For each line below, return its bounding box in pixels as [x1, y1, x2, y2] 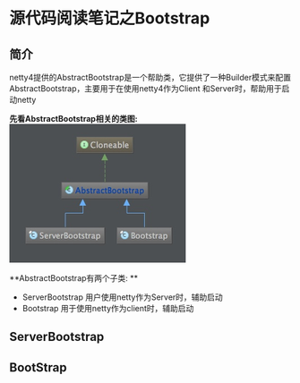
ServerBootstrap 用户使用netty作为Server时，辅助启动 [21, 292, 224, 302]
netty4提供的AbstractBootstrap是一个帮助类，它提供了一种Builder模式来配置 [9, 72, 291, 82]
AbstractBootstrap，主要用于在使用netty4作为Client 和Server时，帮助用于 [9, 83, 282, 94]
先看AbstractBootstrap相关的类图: [9, 114, 138, 123]
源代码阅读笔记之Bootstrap [9, 8, 210, 29]
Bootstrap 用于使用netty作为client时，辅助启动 [21, 303, 194, 313]
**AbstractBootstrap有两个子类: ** [9, 273, 139, 283]
